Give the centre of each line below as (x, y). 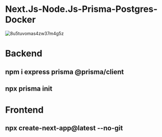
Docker (20, 20)
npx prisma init (29, 89)
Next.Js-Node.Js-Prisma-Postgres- (81, 9)
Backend (24, 54)
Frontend (24, 110)
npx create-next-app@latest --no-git (64, 128)
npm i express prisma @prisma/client (65, 72)
